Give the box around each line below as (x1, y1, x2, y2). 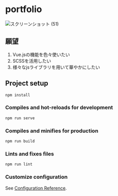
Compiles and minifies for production (5, 127, 98, 134)
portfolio (5, 4, 42, 15)
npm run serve (5, 115, 35, 121)
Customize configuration (5, 173, 68, 180)
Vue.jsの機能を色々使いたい (12, 52, 70, 58)
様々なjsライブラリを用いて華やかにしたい (12, 64, 100, 70)
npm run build (5, 139, 35, 144)
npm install (5, 92, 30, 97)
